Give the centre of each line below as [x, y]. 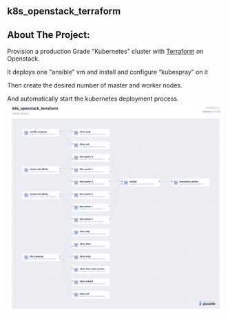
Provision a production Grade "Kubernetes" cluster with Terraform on [105, 52]
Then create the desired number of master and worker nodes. [95, 85]
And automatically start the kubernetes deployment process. [93, 99]
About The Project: [49, 35]
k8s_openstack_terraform [64, 11]
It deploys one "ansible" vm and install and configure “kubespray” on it [108, 72]
